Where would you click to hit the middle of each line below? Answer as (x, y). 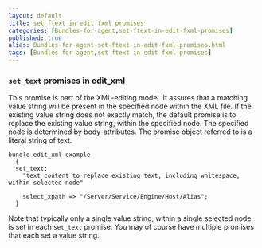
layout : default (35, 16)
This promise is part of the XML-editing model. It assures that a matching (128, 98)
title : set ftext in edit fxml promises (76, 23)
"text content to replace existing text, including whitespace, (131, 176)
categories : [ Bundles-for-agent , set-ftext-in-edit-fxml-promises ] (121, 30)
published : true (35, 38)
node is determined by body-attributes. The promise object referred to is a (130, 132)
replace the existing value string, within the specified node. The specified (129, 124)
